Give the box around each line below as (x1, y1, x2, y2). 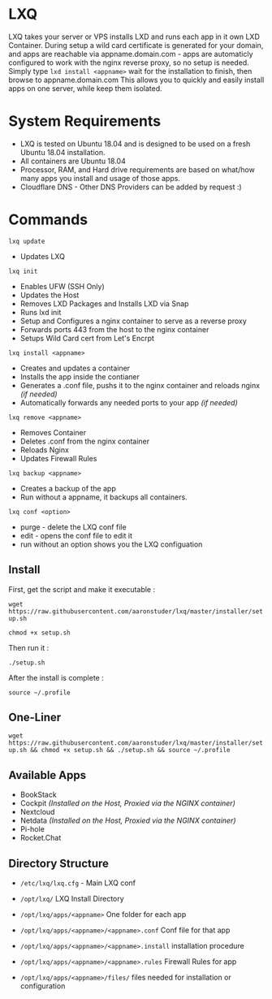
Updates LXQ (19, 251, 65, 261)
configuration (19, 981, 66, 991)
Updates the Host (19, 290, 80, 300)
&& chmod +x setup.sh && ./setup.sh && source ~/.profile (29, 746, 231, 755)
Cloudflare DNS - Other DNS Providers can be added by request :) (19, 182, 242, 192)
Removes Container (19, 427, 87, 437)
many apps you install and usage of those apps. (19, 173, 181, 183)
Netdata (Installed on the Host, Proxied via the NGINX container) (19, 815, 236, 825)
